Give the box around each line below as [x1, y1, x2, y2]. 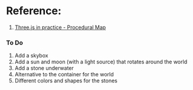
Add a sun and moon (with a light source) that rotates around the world [14, 58, 188, 66]
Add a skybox [14, 52, 48, 59]
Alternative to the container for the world [14, 71, 114, 78]
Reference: [6, 4, 62, 18]
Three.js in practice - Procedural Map [14, 24, 106, 31]
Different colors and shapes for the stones [14, 77, 118, 84]
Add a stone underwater [14, 65, 74, 72]
